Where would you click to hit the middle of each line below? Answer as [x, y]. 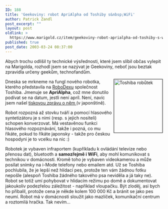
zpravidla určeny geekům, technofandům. [48, 72]
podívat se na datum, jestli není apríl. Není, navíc [55, 97]
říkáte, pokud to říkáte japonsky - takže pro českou [58, 133]
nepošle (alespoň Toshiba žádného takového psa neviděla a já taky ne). [79, 175]
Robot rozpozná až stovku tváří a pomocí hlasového [58, 112]
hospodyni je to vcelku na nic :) [37, 139]
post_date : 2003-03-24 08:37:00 [39, 47]
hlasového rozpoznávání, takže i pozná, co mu [53, 128]
